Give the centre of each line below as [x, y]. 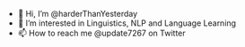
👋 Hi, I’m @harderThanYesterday [78, 14]
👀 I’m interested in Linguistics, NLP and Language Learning [127, 23]
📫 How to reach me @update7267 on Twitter [101, 33]
